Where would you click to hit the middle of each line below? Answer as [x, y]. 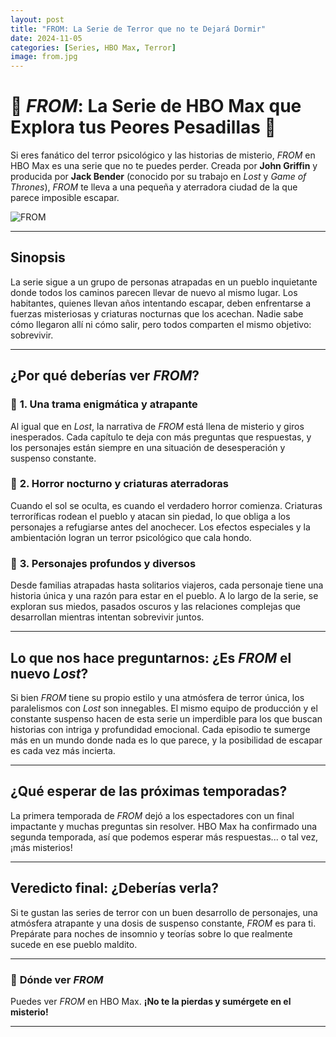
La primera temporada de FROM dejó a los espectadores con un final [152, 815]
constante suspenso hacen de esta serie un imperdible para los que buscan [166, 718]
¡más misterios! [41, 847]
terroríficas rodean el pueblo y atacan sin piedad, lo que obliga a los [150, 516]
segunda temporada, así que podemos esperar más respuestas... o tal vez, [164, 837]
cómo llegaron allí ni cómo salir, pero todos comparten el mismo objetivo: [161, 324]
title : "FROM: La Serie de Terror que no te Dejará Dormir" [138, 29]
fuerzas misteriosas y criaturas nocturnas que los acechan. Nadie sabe [157, 313]
